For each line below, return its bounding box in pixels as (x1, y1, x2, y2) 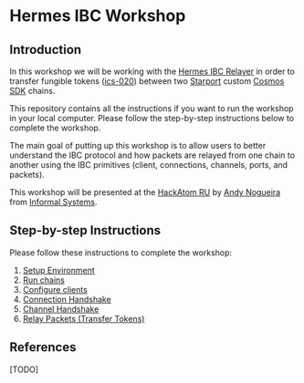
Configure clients (22, 284, 89, 295)
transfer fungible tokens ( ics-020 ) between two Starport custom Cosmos (9, 76, 285, 87)
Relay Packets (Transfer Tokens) (22, 313, 145, 324)
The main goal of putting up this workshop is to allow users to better (9, 140, 267, 150)
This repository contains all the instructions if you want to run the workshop (9, 103, 294, 114)
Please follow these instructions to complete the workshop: (9, 247, 233, 258)
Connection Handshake (22, 294, 111, 305)
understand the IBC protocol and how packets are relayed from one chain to (9, 150, 295, 160)
